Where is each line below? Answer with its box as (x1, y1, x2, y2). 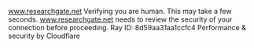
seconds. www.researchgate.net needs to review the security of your (8, 15, 233, 24)
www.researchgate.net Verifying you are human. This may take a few (8, 7, 232, 15)
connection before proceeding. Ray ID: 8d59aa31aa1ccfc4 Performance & (8, 23, 246, 32)
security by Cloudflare (8, 31, 80, 40)
